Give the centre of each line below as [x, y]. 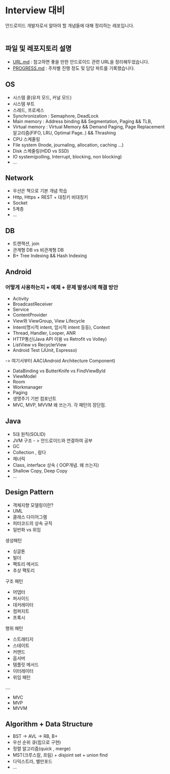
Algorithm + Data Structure [49, 724]
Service [21, 309]
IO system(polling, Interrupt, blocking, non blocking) [67, 156]
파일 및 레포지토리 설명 [39, 49]
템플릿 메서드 [26, 665]
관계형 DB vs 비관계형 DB [38, 250]
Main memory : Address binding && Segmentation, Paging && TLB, [82, 121]
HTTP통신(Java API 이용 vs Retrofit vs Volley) [60, 339]
